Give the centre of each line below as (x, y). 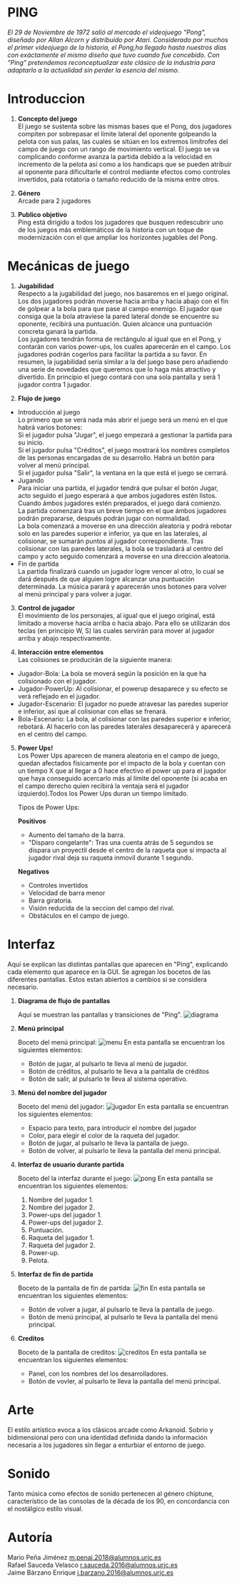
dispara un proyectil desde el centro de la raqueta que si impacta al (127, 850)
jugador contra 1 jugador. (54, 384)
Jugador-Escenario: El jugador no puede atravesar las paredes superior (123, 704)
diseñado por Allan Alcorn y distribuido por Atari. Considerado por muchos (118, 39)
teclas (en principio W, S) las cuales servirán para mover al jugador (116, 630)
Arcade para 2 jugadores (54, 200)
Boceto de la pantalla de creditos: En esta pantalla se (112, 1352)
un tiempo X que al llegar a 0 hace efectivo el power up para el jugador (122, 771)
